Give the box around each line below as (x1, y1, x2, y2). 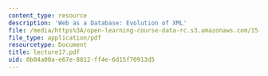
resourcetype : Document (8, 41, 88, 49)
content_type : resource (8, 11, 88, 20)
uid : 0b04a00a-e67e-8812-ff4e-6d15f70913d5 (8, 56, 156, 64)
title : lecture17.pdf (8, 48, 81, 56)
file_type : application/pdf (8, 33, 102, 42)
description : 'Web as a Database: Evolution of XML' (8, 19, 187, 27)
